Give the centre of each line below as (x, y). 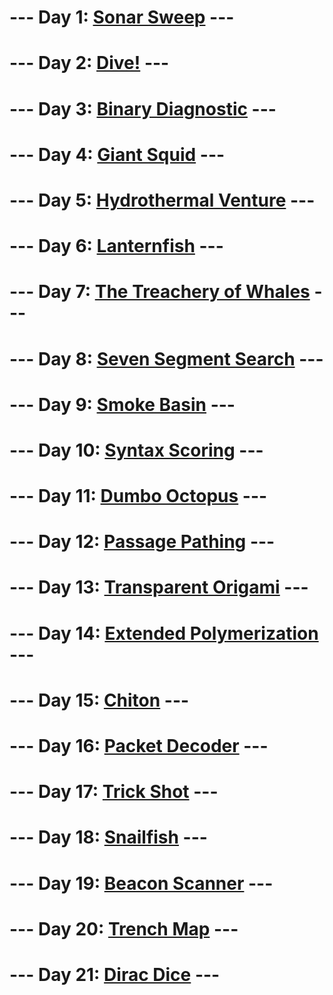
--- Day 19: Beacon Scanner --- (141, 883)
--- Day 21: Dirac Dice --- (115, 974)
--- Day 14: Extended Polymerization (164, 633)
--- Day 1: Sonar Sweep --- (122, 17)
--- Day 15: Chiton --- (99, 700)
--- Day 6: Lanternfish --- (116, 246)
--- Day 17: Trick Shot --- (114, 792)
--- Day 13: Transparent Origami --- (159, 587)
